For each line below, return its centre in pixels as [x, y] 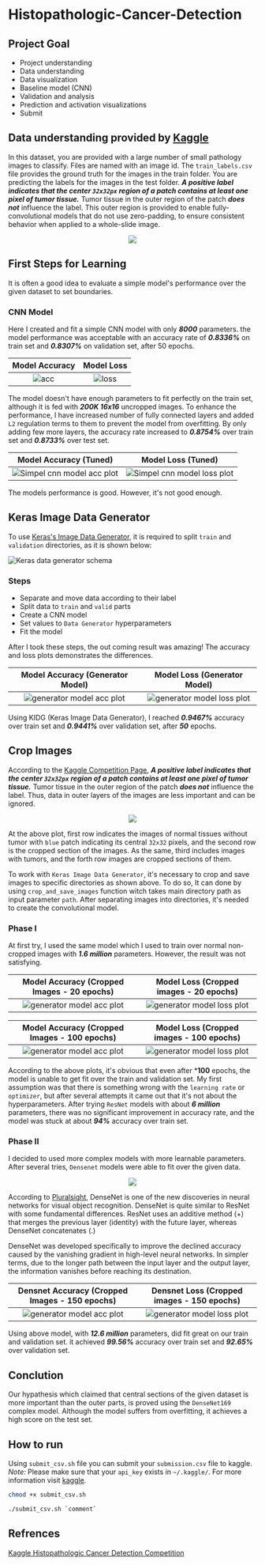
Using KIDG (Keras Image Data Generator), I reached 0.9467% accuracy [126, 718]
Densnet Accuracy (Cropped [73, 1291]
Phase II [24, 1142]
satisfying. [25, 962]
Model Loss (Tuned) [179, 459]
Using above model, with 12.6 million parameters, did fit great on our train [128, 1333]
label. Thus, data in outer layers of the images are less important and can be [132, 795]
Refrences [34, 1534]
